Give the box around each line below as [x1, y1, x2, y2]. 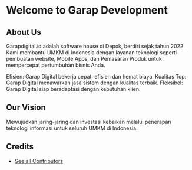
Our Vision [6, 103, 46, 113]
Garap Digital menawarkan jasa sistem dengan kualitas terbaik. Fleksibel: [6, 79, 184, 86]
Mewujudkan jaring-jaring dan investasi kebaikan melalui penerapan [6, 118, 172, 125]
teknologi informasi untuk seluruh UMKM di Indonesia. [6, 125, 138, 132]
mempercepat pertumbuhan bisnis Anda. [6, 61, 105, 68]
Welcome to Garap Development [6, 4, 168, 17]
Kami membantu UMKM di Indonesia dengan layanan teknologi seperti [6, 49, 177, 56]
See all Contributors [14, 157, 64, 164]
